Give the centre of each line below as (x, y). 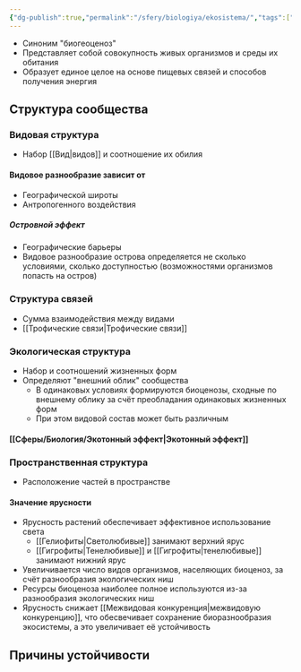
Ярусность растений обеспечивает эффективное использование (146, 522)
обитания (40, 62)
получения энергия (59, 81)
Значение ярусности (51, 502)
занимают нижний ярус (81, 560)
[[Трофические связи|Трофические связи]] (105, 328)
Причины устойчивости (80, 655)
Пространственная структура (79, 462)
